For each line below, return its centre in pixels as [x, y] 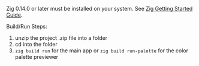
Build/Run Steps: [27, 26]
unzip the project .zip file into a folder [61, 38]
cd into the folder [36, 44]
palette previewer [37, 57]
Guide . [14, 15]
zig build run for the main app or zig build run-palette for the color [102, 51]
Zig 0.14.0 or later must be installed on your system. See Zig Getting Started [99, 9]
